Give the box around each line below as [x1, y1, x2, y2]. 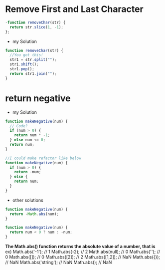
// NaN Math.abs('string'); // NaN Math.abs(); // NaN [5, 260, 112, 265]
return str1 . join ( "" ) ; [9, 71, 57, 76]
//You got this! [9, 52, 43, 58]
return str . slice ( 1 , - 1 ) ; [9, 24, 64, 29]
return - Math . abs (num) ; [9, 211, 59, 217]
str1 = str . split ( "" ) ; [9, 57, 57, 62]
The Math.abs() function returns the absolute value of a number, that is [5, 244, 156, 249]
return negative [5, 92, 71, 104]
